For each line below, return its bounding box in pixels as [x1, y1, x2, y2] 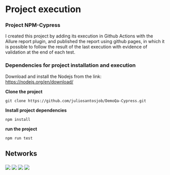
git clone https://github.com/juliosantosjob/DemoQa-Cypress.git [5, 98, 146, 103]
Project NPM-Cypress [5, 22, 61, 29]
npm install [5, 117, 30, 122]
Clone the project [5, 89, 43, 95]
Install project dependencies [5, 107, 67, 113]
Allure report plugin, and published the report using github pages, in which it [5, 38, 165, 45]
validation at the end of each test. [5, 49, 76, 55]
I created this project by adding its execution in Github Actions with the [5, 33, 153, 39]
